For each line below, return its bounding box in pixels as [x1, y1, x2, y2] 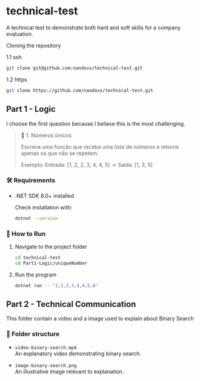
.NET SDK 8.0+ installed [14, 192, 75, 199]
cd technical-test [14, 254, 61, 261]
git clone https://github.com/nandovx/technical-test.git [6, 87, 153, 93]
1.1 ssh [6, 53, 22, 60]
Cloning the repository [6, 42, 61, 49]
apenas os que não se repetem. [20, 150, 99, 157]
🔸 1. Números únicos [20, 132, 72, 139]
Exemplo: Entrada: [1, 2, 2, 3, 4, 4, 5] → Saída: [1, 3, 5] [20, 161, 153, 168]
